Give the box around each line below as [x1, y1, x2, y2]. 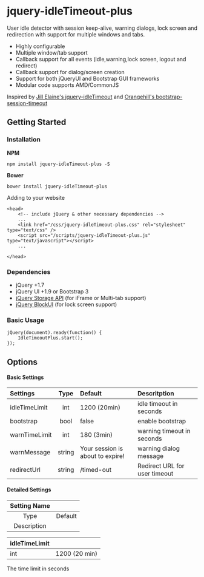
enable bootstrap [137, 417, 186, 425]
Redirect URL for [137, 462, 185, 470]
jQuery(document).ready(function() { [7, 330, 102, 336]
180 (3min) [80, 430, 113, 439]
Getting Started [7, 117, 67, 128]
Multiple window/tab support [15, 49, 88, 56]
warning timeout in [137, 426, 191, 435]
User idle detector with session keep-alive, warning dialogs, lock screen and [7, 24, 197, 32]
